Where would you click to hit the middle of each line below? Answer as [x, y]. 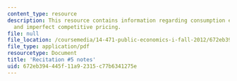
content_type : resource [42, 14]
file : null [23, 33]
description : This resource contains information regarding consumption [116, 20]
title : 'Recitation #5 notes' [52, 60]
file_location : [30, 40]
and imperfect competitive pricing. [67, 27]
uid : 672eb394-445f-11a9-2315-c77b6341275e [72, 66]
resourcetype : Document [42, 54]
